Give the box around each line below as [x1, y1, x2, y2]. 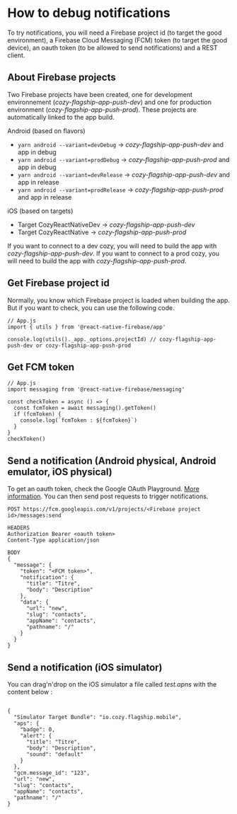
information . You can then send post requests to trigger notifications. [7, 492, 209, 500]
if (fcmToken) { [13, 411, 62, 418]
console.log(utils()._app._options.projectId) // [7, 336, 157, 343]
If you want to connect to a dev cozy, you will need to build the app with [7, 241, 217, 250]
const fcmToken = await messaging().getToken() [13, 405, 157, 412]
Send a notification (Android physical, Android [7, 454, 216, 466]
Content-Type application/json [7, 537, 100, 544]
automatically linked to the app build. [7, 113, 115, 121]
